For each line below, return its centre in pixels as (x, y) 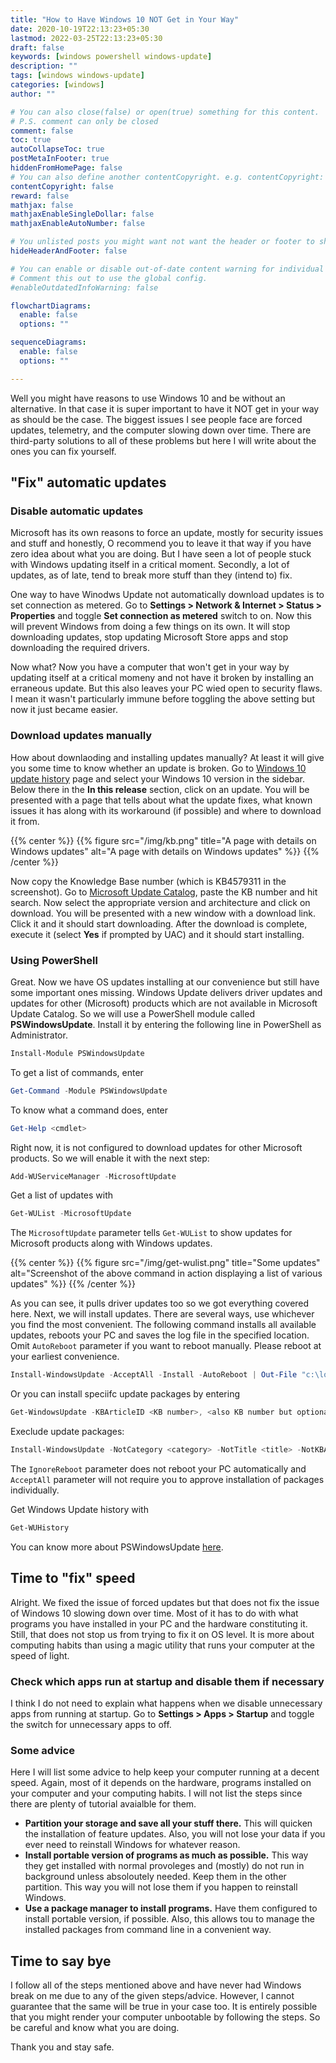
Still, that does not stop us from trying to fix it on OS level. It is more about (162, 1634)
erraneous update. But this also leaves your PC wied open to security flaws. (166, 688)
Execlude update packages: (67, 1432)
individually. (35, 1490)
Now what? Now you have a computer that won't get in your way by (150, 667)
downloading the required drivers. (80, 648)
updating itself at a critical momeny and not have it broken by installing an (162, 678)
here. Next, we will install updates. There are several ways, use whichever (162, 1314)
